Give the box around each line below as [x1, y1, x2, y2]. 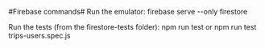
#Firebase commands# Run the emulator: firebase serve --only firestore [8, 7, 248, 16]
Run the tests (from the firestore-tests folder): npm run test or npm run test [8, 22, 257, 31]
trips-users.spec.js [8, 31, 71, 40]
